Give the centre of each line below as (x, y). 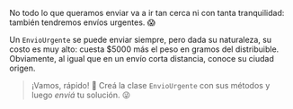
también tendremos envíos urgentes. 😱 (82, 22)
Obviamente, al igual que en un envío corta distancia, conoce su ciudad (142, 59)
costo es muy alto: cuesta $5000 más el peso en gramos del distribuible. (144, 49)
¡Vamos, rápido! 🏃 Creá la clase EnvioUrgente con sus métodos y (151, 85)
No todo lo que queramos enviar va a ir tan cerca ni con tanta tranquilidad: (147, 13)
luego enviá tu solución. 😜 (81, 95)
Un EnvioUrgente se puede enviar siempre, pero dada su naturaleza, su (141, 40)
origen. (22, 68)
